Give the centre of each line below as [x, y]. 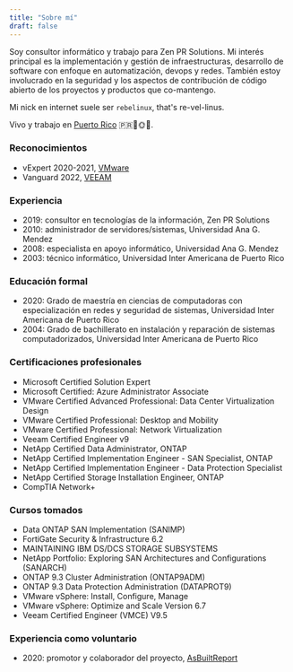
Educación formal [48, 282]
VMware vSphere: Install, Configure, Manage [105, 596]
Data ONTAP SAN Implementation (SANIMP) [103, 529]
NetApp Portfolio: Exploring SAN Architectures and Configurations [144, 558]
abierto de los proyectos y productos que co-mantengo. [113, 90]
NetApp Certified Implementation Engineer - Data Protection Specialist [152, 467]
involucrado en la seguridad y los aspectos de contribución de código [138, 80]
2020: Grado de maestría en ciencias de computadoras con [133, 301]
